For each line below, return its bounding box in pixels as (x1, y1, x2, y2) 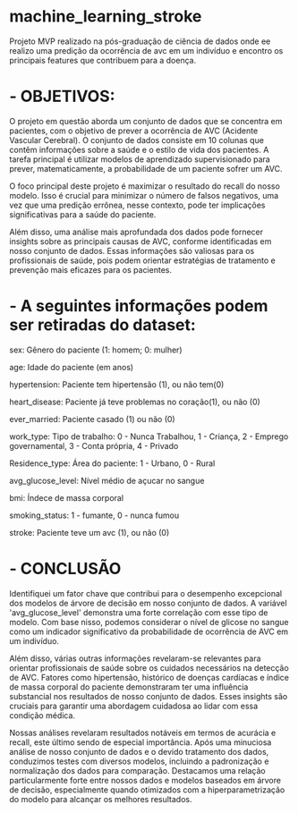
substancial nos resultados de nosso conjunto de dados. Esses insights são (9, 690, 288, 701)
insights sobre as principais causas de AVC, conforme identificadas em (9, 235, 272, 247)
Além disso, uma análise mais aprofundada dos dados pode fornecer (9, 226, 264, 237)
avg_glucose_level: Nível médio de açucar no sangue (9, 475, 205, 486)
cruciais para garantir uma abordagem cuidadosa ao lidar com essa (9, 700, 259, 711)
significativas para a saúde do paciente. (9, 208, 157, 220)
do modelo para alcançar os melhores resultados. (9, 793, 192, 804)
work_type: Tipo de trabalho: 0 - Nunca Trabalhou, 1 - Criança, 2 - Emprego (9, 431, 289, 442)
